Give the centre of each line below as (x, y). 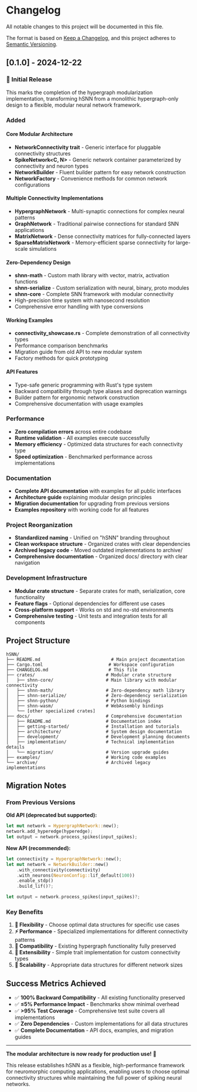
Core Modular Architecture (40, 134)
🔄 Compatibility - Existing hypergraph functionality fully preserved (95, 946)
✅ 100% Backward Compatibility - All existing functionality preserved (100, 998)
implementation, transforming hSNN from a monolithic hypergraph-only (92, 98)
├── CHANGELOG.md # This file (72, 670)
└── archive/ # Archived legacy (78, 762)
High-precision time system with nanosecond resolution (82, 300)
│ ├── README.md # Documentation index (84, 721)
